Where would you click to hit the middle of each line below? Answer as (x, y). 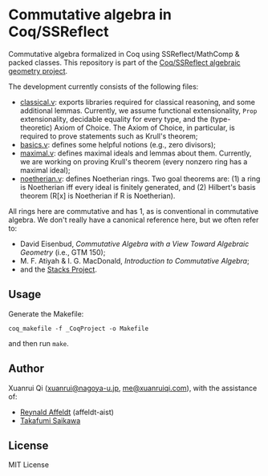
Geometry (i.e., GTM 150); (63, 252)
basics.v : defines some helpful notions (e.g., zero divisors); (118, 144)
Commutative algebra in (90, 15)
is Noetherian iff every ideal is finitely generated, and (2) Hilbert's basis (138, 187)
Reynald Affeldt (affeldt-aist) (67, 412)
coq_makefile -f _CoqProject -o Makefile (79, 329)
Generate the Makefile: (46, 313)
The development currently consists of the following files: (104, 87)
